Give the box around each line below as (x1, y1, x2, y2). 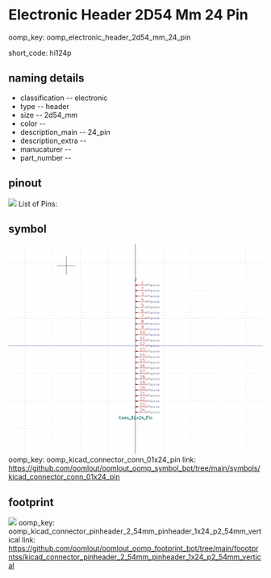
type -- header (19, 101, 70, 111)
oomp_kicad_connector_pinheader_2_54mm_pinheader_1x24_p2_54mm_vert (8, 526, 262, 536)
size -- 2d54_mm (19, 110, 78, 119)
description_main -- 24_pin (19, 127, 110, 136)
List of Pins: (18, 199, 58, 208)
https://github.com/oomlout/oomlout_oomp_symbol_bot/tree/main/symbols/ (8, 463, 261, 473)
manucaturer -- (19, 144, 72, 154)
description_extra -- (19, 136, 87, 145)
